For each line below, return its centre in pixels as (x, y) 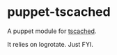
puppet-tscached (59, 12)
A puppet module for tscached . (52, 31)
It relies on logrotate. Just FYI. (50, 44)
